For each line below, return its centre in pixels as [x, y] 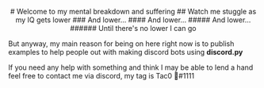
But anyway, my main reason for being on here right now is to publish [121, 44]
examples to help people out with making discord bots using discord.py [126, 52]
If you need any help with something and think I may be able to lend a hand [131, 67]
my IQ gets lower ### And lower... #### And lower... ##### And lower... [133, 20]
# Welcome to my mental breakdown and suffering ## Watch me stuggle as [133, 11]
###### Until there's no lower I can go [133, 28]
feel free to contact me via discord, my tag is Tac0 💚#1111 [101, 76]
